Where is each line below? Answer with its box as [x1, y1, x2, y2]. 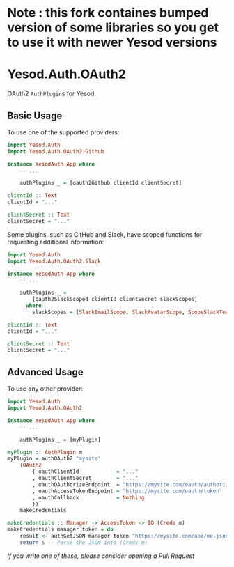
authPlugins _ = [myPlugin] [19, 436, 101, 443]
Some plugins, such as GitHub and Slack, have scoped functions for [7, 230, 203, 238]
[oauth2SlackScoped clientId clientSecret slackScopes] [32, 296, 198, 303]
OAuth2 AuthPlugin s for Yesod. [7, 89, 96, 98]
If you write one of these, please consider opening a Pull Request [7, 552, 195, 560]
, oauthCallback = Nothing [32, 494, 145, 501]
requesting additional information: [7, 238, 104, 246]
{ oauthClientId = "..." [32, 468, 139, 475]
